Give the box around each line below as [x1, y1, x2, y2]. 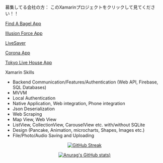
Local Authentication [12, 95, 56, 101]
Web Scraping [12, 111, 42, 117]
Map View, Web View [12, 116, 57, 122]
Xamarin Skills [5, 69, 34, 75]
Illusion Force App [5, 30, 43, 36]
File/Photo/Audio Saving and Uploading [12, 132, 95, 138]
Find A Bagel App [5, 20, 41, 26]
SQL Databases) [12, 84, 47, 90]
